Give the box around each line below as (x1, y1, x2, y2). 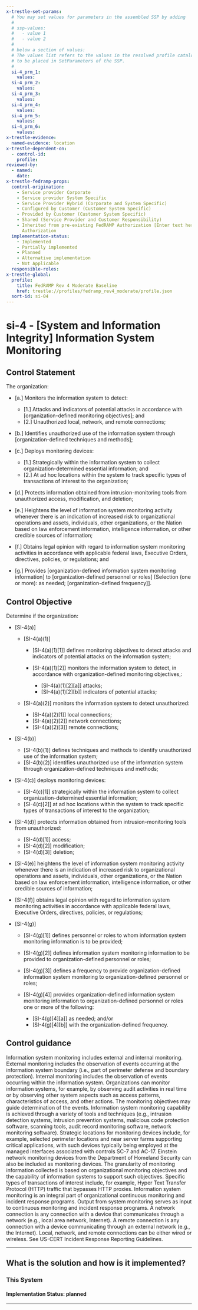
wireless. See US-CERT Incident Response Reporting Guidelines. (6, 1235, 163, 1242)
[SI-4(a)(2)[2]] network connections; (32, 717, 122, 724)
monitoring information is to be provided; (23, 938, 123, 945)
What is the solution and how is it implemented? (6, 1258, 186, 1268)
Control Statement (6, 367, 75, 377)
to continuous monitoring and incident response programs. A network (6, 1204, 176, 1211)
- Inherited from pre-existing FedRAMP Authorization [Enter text (16, 222, 183, 228)
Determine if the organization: (6, 612, 78, 619)
